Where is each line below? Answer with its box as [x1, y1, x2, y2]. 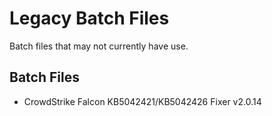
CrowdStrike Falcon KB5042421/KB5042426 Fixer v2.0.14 [23, 95, 262, 107]
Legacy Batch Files [9, 7, 170, 30]
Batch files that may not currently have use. [9, 40, 189, 52]
